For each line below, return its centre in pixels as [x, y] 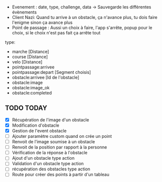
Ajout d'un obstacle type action [43, 158]
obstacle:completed [32, 93]
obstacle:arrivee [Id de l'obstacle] [46, 77]
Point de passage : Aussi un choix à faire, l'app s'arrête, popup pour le [82, 28]
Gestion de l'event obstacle [39, 131]
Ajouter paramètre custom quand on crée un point [62, 136]
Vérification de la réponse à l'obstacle [50, 153]
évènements [24, 12]
